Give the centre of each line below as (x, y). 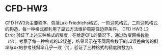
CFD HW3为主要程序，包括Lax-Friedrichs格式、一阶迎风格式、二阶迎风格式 (81, 23)
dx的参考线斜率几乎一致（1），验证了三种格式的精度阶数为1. (73, 47)
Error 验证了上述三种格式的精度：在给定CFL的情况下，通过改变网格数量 (77, 35)
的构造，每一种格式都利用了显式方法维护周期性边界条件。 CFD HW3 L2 (77, 29)
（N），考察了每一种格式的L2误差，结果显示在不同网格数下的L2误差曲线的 (80, 41)
